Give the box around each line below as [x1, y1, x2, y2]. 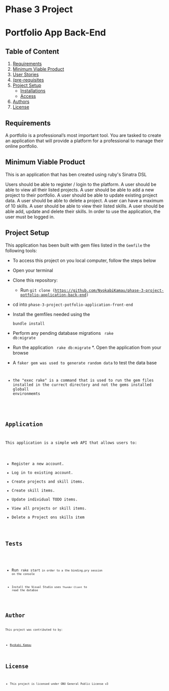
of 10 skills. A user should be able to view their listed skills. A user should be [5, 203, 164, 209]
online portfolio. [5, 143, 38, 149]
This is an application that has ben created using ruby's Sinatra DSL [5, 171, 147, 177]
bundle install [12, 321, 45, 326]
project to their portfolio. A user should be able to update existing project [5, 192, 157, 198]
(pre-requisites [12, 77, 44, 83]
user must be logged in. [5, 214, 55, 220]
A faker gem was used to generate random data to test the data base [12, 359, 157, 365]
